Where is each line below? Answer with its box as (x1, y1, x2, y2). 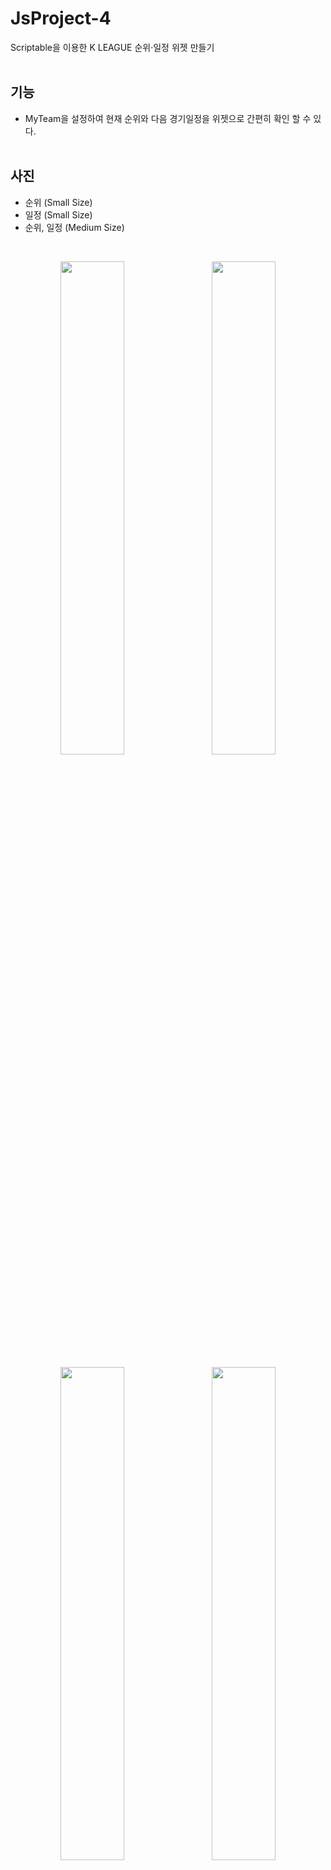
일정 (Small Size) (24, 208, 93, 221)
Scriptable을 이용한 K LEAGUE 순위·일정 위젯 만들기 (10, 41, 215, 53)
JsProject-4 (10, 7, 112, 30)
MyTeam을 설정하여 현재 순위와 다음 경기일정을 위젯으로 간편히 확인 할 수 (24, 112, 312, 124)
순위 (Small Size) (24, 196, 93, 208)
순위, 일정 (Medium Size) (24, 221, 125, 233)
